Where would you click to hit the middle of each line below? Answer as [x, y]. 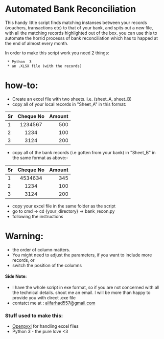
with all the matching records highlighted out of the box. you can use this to [81, 33]
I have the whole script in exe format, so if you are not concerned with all [86, 288]
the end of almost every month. [37, 43]
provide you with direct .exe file [44, 298]
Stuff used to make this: [34, 316]
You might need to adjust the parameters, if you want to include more [82, 255]
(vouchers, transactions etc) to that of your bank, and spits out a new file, [79, 27]
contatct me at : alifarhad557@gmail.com [54, 303]
